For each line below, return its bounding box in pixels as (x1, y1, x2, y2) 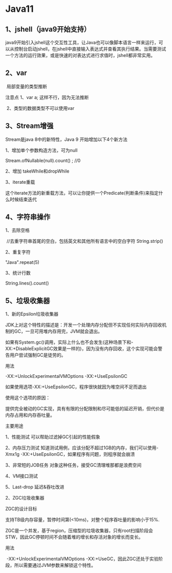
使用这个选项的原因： (5, 395, 50, 401)
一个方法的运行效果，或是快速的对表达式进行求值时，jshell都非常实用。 (5, 52, 156, 58)
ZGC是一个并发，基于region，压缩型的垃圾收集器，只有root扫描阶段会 (5, 527, 154, 534)
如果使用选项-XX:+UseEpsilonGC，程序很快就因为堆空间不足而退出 (5, 384, 147, 390)
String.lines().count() (5, 280, 49, 286)
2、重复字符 (5, 249, 31, 255)
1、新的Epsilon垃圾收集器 (5, 311, 59, 317)
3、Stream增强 (5, 122, 54, 130)
